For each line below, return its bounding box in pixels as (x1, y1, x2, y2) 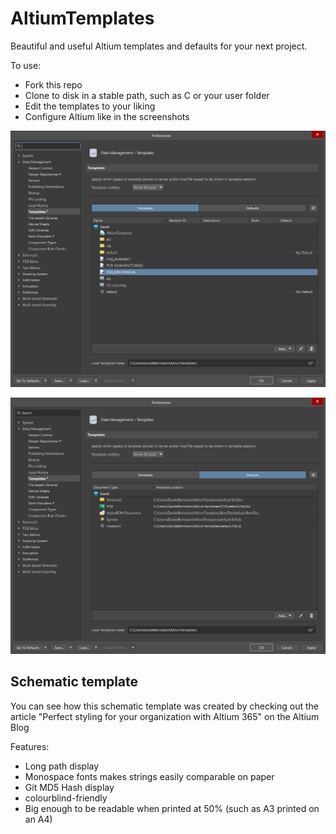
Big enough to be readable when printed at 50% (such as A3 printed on (24, 802, 320, 814)
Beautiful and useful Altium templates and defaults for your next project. (10, 40, 308, 52)
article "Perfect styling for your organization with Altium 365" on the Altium (10, 710, 320, 722)
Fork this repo (24, 78, 83, 91)
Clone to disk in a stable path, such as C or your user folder (24, 89, 270, 101)
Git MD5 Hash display (24, 781, 115, 793)
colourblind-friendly (24, 792, 108, 804)
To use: (10, 59, 42, 71)
